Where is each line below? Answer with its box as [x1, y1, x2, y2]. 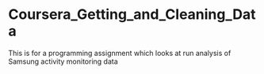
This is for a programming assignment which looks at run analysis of [8, 48, 231, 57]
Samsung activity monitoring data [8, 57, 119, 66]
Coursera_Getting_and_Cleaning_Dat [8, 6, 256, 24]
